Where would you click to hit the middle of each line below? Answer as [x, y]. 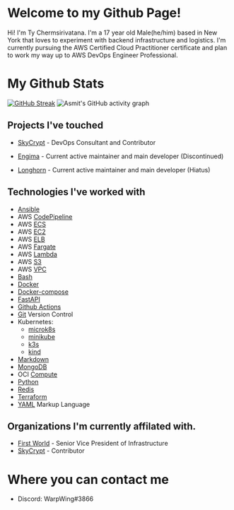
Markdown [33, 359]
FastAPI [29, 299]
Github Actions [39, 307]
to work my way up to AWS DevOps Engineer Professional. [93, 55]
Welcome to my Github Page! [94, 13]
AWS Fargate [37, 247]
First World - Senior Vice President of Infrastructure [93, 444]
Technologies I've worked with [76, 192]
